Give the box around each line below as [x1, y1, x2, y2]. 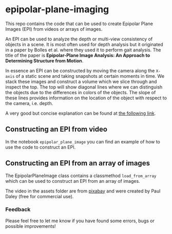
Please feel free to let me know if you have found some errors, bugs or [5, 218, 155, 224]
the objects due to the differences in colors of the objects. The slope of [5, 89, 156, 95]
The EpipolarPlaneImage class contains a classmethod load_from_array [5, 173, 157, 179]
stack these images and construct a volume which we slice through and [5, 78, 157, 84]
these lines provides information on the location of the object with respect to [5, 95, 167, 101]
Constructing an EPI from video [5, 125, 108, 134]
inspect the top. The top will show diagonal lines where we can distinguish [5, 83, 163, 90]
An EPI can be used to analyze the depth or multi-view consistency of [5, 36, 153, 42]
